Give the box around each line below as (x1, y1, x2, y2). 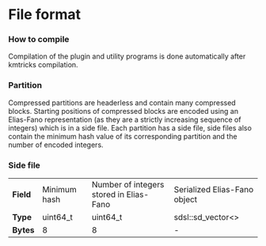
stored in (91, 189, 125, 200)
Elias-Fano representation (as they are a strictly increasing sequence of (8, 115, 241, 124)
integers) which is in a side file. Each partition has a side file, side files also (8, 123, 252, 132)
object (173, 194, 198, 205)
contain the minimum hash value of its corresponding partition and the (8, 131, 237, 141)
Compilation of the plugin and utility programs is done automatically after (8, 51, 246, 61)
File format (8, 6, 82, 24)
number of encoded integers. (8, 140, 104, 149)
